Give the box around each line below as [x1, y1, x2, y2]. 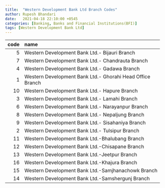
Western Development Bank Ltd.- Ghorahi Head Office [24, 73, 151, 80]
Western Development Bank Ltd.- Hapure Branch [24, 87, 138, 94]
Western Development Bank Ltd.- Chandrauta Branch [24, 57, 148, 64]
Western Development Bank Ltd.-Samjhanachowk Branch [24, 167, 158, 174]
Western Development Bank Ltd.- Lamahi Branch [24, 95, 137, 102]
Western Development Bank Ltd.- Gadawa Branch [24, 65, 140, 72]
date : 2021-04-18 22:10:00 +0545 [5, 16, 78, 21]
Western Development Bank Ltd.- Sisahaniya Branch [24, 119, 146, 126]
